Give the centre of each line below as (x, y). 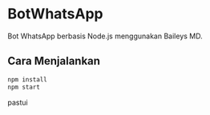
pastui (18, 102)
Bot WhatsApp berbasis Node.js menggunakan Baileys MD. (105, 36)
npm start (24, 87)
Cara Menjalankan (54, 61)
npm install (27, 79)
